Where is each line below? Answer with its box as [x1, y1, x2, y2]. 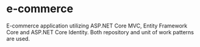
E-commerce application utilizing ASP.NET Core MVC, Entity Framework [6, 22, 188, 29]
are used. [6, 35, 30, 42]
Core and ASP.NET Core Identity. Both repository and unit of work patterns [6, 28, 194, 35]
